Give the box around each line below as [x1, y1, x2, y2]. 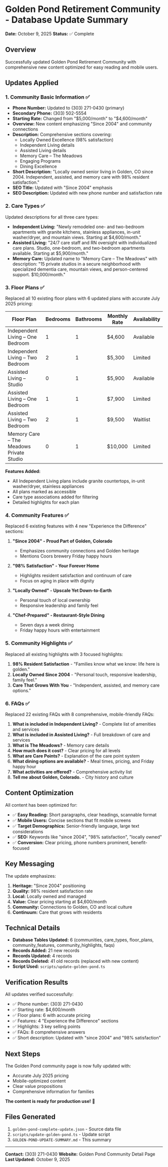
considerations [12, 828, 43, 834]
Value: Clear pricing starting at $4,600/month [12, 898, 107, 904]
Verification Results [5, 978, 68, 986]
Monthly [107, 313, 128, 320]
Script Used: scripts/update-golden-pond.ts [12, 963, 105, 969]
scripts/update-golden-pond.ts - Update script [12, 1131, 110, 1137]
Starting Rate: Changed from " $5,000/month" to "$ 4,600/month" [12, 116, 148, 122]
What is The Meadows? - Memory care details [12, 742, 109, 748]
